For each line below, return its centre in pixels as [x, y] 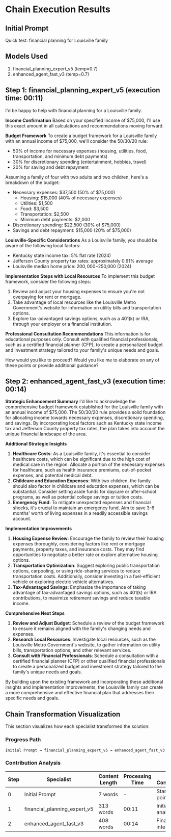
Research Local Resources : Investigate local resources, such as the [84, 639]
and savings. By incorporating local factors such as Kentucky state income [83, 423]
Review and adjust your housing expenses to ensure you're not [79, 291]
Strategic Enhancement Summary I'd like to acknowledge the [70, 402]
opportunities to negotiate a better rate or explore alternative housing [85, 555]
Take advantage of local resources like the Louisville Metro [74, 302]
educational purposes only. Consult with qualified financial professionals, [82, 339]
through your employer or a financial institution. [62, 324]
